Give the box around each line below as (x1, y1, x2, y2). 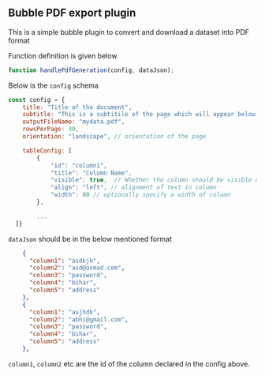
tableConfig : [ (22, 146, 73, 155)
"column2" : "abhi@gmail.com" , (28, 315, 129, 323)
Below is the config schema (8, 81, 99, 90)
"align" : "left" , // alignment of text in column (50, 183, 217, 192)
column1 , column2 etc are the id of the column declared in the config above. (8, 359, 250, 368)
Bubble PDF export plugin (8, 6, 136, 20)
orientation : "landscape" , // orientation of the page (22, 133, 207, 141)
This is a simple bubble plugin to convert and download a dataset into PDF (8, 27, 250, 36)
